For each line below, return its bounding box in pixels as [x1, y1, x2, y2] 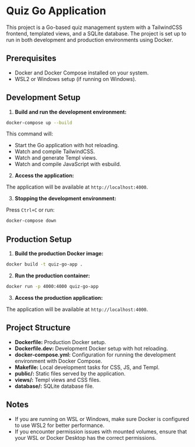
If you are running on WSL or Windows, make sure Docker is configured [14, 415, 190, 422]
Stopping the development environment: [14, 195, 117, 202]
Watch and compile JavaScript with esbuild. [14, 161, 121, 168]
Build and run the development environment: [14, 108, 127, 115]
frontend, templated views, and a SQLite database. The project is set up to [6, 30, 187, 37]
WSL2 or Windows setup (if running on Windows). [14, 75, 137, 82]
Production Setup [6, 234, 72, 244]
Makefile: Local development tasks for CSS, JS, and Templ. [14, 364, 160, 371]
